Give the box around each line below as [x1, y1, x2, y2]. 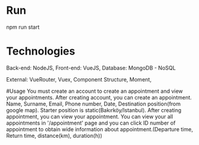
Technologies [6, 44, 76, 58]
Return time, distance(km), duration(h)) [6, 132, 103, 139]
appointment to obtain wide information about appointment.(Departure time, [6, 125, 193, 132]
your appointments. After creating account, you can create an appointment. [6, 93, 192, 101]
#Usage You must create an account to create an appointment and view [6, 87, 183, 95]
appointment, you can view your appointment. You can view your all [6, 113, 173, 120]
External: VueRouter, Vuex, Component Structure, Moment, [6, 75, 152, 83]
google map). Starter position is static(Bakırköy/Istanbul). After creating [6, 106, 182, 114]
